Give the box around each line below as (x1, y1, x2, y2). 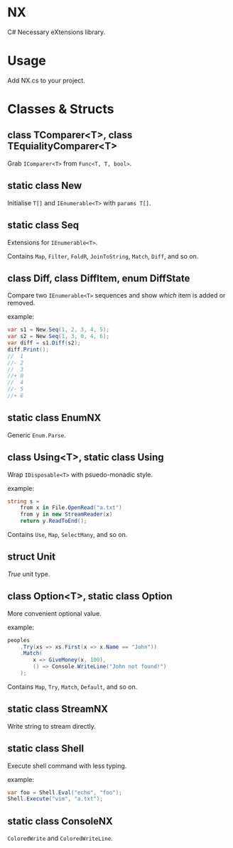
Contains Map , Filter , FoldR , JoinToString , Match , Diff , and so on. (7, 251, 199, 260)
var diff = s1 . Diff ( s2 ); (7, 339, 81, 347)
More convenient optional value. (7, 609, 102, 618)
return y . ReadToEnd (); (20, 518, 87, 525)
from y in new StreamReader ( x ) (20, 511, 113, 518)
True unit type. (7, 570, 50, 578)
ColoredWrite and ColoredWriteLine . (7, 834, 114, 842)
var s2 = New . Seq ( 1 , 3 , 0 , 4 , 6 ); (7, 333, 110, 340)
